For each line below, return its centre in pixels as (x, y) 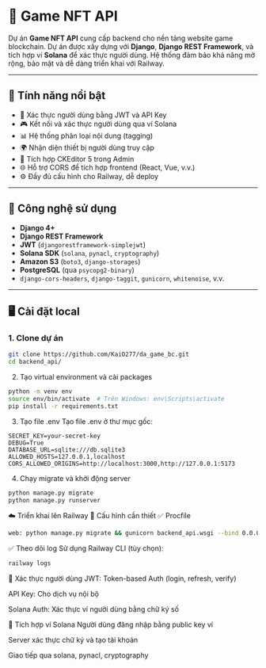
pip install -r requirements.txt (63, 406)
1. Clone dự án (36, 338)
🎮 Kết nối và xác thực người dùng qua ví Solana (98, 124)
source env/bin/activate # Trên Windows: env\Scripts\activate (116, 399)
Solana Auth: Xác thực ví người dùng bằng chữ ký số (94, 609)
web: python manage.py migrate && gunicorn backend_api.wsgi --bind (123, 533)
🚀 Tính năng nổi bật (57, 95)
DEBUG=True (26, 443)
